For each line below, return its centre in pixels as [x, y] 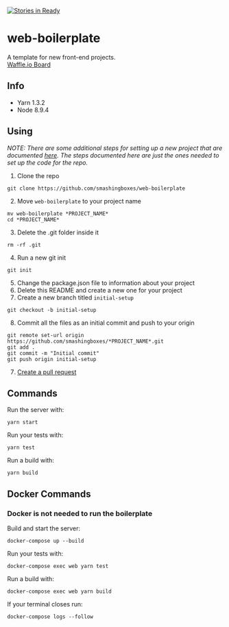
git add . [21, 347]
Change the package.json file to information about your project [106, 283]
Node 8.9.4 [33, 110]
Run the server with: [36, 410]
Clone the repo [38, 175]
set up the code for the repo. [48, 162]
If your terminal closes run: [45, 604]
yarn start [23, 422]
